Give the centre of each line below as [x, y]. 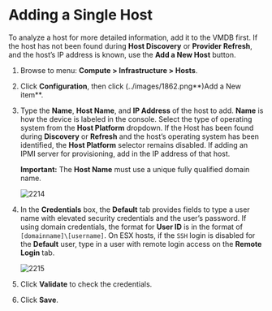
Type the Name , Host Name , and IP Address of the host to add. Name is [142, 110]
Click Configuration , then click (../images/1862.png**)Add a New [131, 86]
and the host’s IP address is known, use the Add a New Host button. [123, 54]
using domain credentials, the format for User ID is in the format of [132, 227]
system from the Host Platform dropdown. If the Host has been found [137, 127]
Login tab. [37, 253]
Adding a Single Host [80, 15]
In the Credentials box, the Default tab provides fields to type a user [135, 209]
